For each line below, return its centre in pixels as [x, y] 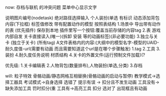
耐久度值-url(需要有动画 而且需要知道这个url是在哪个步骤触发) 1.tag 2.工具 [80, 49]
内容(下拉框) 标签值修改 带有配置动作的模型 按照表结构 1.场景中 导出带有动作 [83, 24]
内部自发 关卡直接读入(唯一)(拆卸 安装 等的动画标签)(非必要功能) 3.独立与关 [82, 36]
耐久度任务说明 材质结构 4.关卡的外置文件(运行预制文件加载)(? [82, 55]
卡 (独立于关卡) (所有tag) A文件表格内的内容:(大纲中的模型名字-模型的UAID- [82, 43]
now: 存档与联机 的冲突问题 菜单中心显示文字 [51, 7]
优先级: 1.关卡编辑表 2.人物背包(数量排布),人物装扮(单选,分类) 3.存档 [74, 65]
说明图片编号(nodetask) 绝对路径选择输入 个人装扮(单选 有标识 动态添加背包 [83, 18]
